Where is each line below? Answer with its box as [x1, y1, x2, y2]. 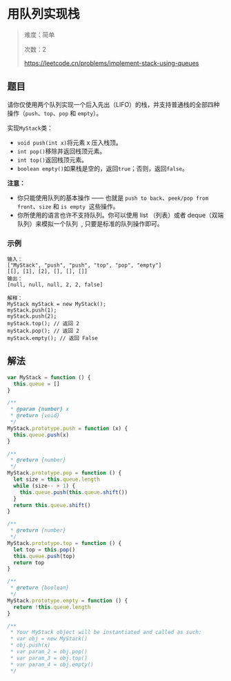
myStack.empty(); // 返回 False [7, 335, 98, 342]
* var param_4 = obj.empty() [10, 661, 94, 668]
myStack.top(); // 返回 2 [7, 320, 79, 327]
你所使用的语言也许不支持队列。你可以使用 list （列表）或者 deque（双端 [17, 211, 224, 219]
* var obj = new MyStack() [10, 635, 88, 642]
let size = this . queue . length [13, 476, 100, 483]
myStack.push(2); [7, 313, 57, 320]
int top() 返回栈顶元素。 [17, 155, 88, 164]
